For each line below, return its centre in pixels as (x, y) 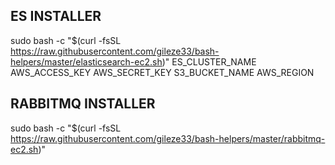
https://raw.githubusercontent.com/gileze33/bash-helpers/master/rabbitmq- (168, 138)
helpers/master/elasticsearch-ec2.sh (86, 61)
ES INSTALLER (56, 16)
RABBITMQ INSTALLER (83, 104)
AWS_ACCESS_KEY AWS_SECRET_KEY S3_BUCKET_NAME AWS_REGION (162, 72)
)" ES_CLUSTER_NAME (209, 61)
